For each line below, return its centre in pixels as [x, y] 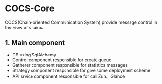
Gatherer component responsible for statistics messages [70, 65]
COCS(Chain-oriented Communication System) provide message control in [81, 22]
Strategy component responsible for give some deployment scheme [81, 70]
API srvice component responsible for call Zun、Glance [68, 76]
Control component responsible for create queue [62, 60]
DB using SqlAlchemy [34, 55]
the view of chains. [24, 27]
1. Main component [35, 43]
